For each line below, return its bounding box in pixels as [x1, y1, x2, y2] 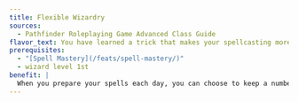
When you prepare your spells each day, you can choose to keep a [17, 79, 268, 88]
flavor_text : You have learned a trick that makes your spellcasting [9, 37, 272, 47]
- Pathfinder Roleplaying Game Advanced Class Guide [17, 29, 216, 38]
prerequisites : [9, 46, 66, 55]
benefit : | [9, 71, 50, 80]
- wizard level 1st [17, 63, 90, 72]
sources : [9, 21, 42, 30]
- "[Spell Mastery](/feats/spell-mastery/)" [17, 54, 184, 63]
